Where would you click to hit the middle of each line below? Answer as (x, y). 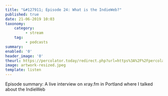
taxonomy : (15, 24)
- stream (34, 33)
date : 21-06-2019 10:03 (30, 19)
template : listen (23, 70)
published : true (22, 14)
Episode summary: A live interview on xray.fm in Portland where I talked (79, 84)
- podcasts (37, 42)
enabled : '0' (19, 51)
